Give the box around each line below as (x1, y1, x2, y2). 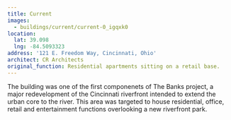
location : (7, 30, 37, 37)
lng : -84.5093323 (13, 43, 65, 50)
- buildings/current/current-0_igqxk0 (13, 23, 129, 30)
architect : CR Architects (7, 56, 84, 64)
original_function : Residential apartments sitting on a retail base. (7, 63, 220, 70)
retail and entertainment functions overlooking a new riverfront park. (7, 104, 208, 113)
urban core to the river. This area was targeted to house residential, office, (7, 97, 225, 106)
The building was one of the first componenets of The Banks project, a (7, 82, 214, 90)
